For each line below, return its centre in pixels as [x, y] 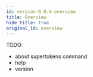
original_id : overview [34, 28]
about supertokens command [51, 56]
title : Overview [26, 17]
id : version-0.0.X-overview [41, 12]
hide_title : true [28, 23]
